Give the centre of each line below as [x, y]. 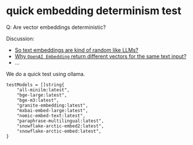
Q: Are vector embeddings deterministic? [56, 27]
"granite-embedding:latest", [53, 105]
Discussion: [20, 38]
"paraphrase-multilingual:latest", [60, 121]
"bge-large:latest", [42, 95]
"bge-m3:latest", [38, 100]
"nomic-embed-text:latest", [51, 116]
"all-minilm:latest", [43, 90]
